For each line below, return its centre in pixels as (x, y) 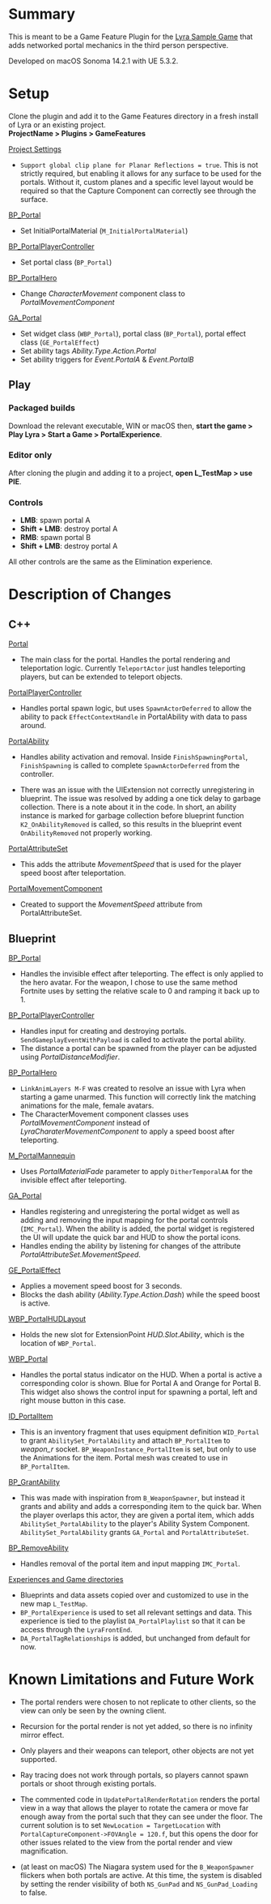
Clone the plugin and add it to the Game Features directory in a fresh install (133, 116)
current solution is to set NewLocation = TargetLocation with (120, 1825)
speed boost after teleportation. (73, 873)
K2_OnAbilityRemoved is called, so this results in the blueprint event (131, 825)
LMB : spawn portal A (55, 521)
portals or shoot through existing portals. (88, 1783)
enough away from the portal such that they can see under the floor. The (141, 1816)
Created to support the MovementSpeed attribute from (111, 904)
